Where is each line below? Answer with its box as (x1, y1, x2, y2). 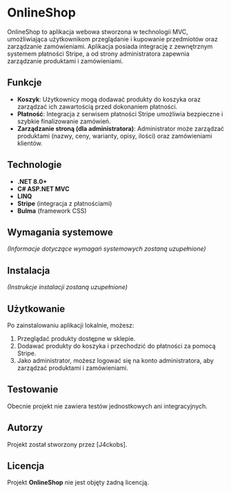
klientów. (17, 139, 43, 147)
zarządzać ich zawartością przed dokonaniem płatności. (17, 102, 178, 111)
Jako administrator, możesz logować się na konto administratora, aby (17, 357, 214, 364)
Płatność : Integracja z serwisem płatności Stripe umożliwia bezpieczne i (17, 109, 223, 118)
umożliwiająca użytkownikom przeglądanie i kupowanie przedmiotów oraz (7, 34, 219, 43)
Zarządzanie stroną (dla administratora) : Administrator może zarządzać (17, 124, 225, 132)
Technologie (7, 159, 62, 171)
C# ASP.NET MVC (17, 185, 70, 193)
